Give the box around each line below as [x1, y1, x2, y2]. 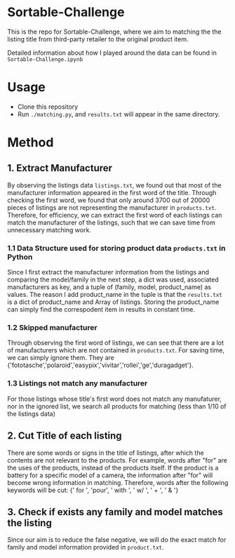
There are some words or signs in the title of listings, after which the [7, 449, 205, 457]
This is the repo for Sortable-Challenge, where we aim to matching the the [7, 27, 222, 36]
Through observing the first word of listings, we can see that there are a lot [7, 338, 224, 347]
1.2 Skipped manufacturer [7, 323, 98, 333]
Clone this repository [17, 102, 79, 111]
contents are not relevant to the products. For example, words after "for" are [7, 456, 228, 464]
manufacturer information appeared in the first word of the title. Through [7, 188, 217, 197]
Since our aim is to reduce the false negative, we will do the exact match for [7, 536, 227, 544]
